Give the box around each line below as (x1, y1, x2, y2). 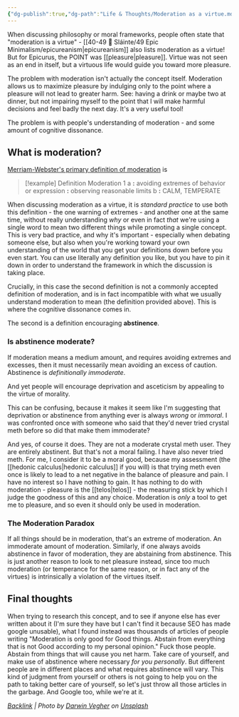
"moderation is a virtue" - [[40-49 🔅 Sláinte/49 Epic (7, 37, 159, 46)
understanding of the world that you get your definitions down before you (7, 246, 223, 254)
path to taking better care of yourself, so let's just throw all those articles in (7, 680, 227, 688)
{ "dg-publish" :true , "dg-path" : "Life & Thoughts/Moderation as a (7, 10, 202, 18)
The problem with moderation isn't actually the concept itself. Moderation (7, 74, 223, 83)
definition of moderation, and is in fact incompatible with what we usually (7, 290, 222, 299)
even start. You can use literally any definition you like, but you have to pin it (7, 254, 230, 262)
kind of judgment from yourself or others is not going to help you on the (7, 672, 218, 681)
